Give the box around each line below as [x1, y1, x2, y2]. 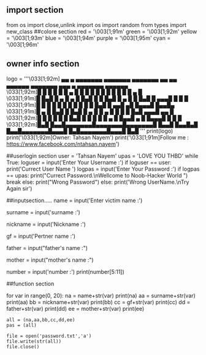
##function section [6, 279, 55, 287]
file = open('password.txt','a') [6, 333, 92, 339]
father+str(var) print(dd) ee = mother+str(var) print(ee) [6, 305, 145, 312]
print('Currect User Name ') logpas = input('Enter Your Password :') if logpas [6, 165, 200, 173]
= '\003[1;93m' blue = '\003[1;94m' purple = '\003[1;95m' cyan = [6, 34, 171, 42]
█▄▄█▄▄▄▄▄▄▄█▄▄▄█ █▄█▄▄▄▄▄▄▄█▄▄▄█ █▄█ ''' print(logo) [6, 127, 174, 135]
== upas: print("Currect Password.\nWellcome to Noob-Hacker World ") [6, 171, 188, 179]
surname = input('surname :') [6, 208, 81, 216]
